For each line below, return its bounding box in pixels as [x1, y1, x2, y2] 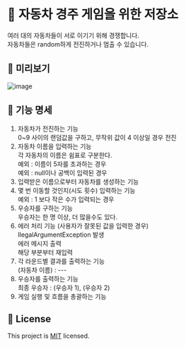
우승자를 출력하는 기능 [17, 274, 79, 283]
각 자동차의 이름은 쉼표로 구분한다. [17, 151, 112, 159]
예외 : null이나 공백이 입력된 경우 [17, 168, 107, 177]
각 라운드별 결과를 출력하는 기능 [17, 257, 105, 265]
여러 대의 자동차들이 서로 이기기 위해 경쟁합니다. [7, 31, 140, 40]
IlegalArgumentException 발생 [17, 230, 105, 239]
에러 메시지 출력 [17, 239, 62, 247]
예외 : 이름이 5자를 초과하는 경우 [17, 160, 107, 168]
